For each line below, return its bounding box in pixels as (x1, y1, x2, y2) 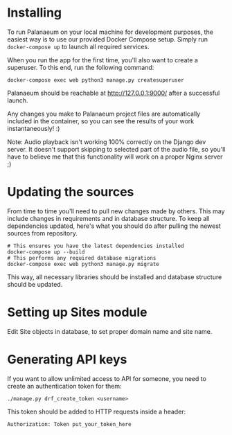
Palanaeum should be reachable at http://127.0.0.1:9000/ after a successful (7, 89, 220, 97)
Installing (7, 5, 62, 21)
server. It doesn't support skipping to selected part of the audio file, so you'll (7, 145, 226, 153)
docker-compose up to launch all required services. (7, 42, 150, 51)
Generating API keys (7, 352, 127, 367)
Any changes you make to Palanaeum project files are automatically (7, 109, 201, 118)
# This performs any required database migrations (7, 254, 157, 261)
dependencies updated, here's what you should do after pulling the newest (7, 222, 222, 230)
